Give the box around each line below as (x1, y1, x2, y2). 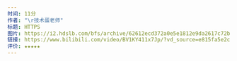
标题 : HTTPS (7, 23, 40, 30)
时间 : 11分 (7, 10, 37, 18)
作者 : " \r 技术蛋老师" (7, 17, 64, 24)
